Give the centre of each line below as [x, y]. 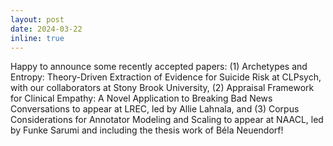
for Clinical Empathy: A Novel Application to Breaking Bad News [141, 98]
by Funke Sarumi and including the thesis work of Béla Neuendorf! [147, 130]
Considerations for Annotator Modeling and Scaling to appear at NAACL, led [167, 120]
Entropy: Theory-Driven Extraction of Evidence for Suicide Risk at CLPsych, [166, 77]
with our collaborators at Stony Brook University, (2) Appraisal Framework [162, 88]
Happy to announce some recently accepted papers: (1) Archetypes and [159, 67]
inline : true [37, 38]
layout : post [37, 19]
